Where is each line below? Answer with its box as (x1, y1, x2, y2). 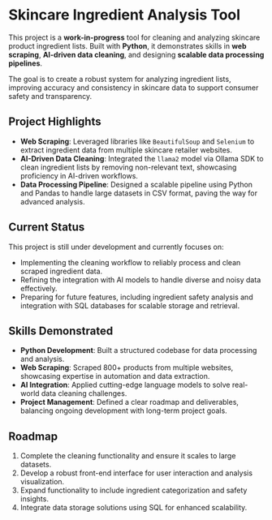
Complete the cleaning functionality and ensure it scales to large (19, 451, 236, 461)
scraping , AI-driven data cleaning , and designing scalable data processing (8, 49, 265, 59)
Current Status (8, 221, 85, 234)
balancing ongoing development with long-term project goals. (19, 406, 227, 415)
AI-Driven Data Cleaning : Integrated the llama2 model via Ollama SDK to (19, 153, 264, 163)
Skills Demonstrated (8, 324, 114, 337)
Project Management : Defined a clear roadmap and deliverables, (19, 398, 240, 407)
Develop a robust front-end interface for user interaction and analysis (19, 468, 253, 478)
